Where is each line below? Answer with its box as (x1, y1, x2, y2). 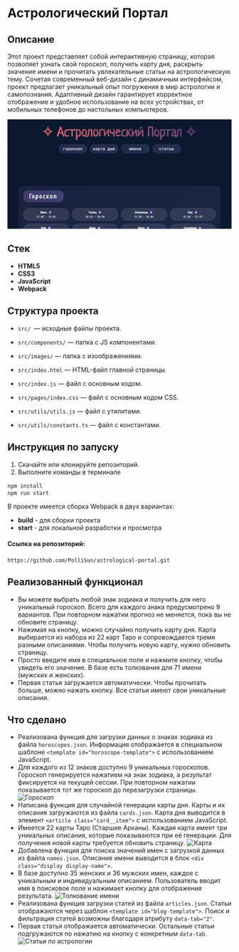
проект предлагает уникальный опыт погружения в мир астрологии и (7, 83, 221, 90)
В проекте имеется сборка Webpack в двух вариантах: (7, 502, 175, 511)
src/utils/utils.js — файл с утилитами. (17, 407, 142, 415)
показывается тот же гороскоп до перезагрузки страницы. (17, 785, 198, 795)
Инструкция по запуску (7, 441, 119, 454)
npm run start (7, 489, 50, 496)
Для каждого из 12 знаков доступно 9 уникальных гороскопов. (17, 763, 210, 772)
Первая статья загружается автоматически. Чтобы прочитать (17, 678, 207, 686)
